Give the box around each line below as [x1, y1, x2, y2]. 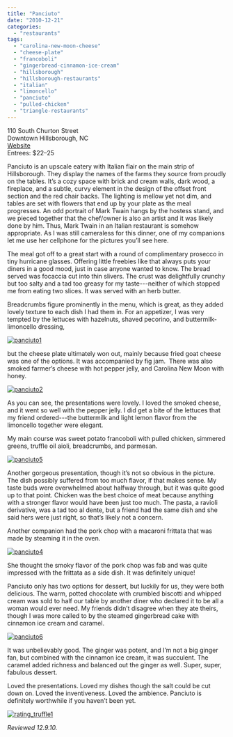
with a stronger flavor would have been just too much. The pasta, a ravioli [7, 498, 218, 506]
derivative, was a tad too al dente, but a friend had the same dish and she [7, 506, 218, 514]
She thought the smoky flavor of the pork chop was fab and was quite [7, 561, 208, 569]
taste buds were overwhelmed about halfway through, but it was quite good [7, 483, 225, 492]
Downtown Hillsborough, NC [7, 134, 89, 142]
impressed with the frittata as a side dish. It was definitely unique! [7, 568, 195, 577]
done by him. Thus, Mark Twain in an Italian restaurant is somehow [7, 221, 200, 230]
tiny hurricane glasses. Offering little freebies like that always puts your [7, 257, 211, 265]
